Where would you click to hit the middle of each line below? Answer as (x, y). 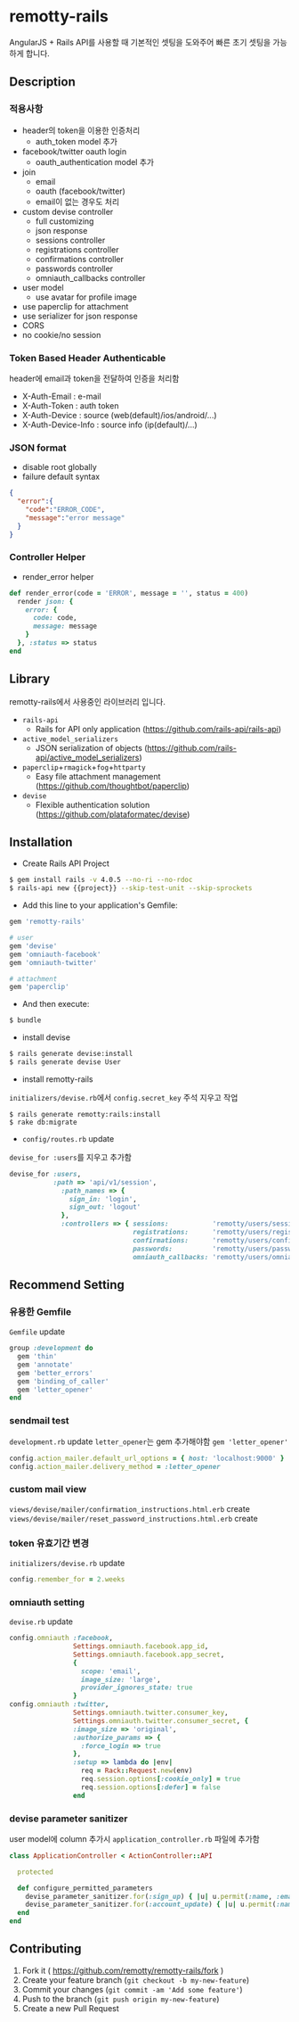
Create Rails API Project (65, 863)
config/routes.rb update (68, 1138)
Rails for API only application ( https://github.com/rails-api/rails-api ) (158, 729)
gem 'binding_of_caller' (63, 1381)
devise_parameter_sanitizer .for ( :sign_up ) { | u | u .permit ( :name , (149, 1896)
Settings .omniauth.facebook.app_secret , (149, 1655)
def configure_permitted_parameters (85, 1888)
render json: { (45, 601)
